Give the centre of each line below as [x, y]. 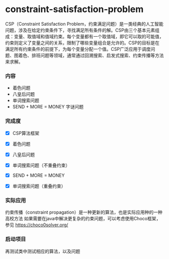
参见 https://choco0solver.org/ [37, 225]
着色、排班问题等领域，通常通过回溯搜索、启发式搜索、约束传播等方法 [91, 55]
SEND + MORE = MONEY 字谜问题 [48, 107]
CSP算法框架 [26, 133]
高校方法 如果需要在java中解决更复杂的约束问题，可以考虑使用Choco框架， [83, 219]
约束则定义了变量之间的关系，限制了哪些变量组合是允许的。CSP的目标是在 [82, 43]
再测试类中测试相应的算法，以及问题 [43, 251]
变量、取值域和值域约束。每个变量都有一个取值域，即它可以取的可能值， [89, 36]
